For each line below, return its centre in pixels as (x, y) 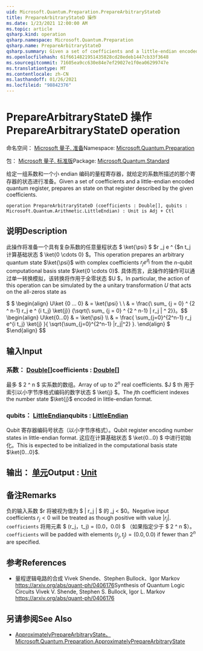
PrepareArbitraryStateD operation (93, 130)
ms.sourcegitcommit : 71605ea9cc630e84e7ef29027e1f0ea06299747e (88, 62)
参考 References (36, 563)
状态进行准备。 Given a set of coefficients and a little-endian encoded (108, 181)
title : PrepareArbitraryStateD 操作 (51, 18)
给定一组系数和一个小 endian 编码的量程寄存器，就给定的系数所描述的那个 (98, 174)
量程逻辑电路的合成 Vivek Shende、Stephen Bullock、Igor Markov (97, 578)
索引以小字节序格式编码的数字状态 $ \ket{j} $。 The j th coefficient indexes (98, 392)
